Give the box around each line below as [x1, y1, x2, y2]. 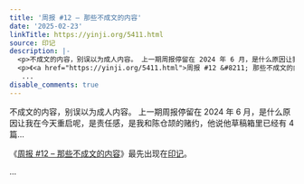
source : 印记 [9, 38, 56, 48]
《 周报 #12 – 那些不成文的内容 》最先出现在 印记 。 [9, 148, 192, 159]
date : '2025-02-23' [9, 22, 83, 31]
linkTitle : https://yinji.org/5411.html [9, 30, 165, 39]
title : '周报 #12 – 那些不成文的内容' [9, 13, 142, 23]
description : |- [9, 47, 71, 56]
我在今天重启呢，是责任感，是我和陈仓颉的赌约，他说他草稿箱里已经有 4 [24, 117, 294, 128]
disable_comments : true [9, 80, 100, 89]
